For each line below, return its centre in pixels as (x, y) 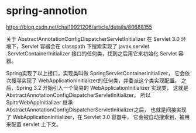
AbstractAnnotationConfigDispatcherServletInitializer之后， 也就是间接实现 (96, 110)
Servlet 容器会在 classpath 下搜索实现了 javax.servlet (85, 46)
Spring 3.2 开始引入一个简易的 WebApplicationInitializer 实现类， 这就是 (102, 87)
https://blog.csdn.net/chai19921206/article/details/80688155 (79, 27)
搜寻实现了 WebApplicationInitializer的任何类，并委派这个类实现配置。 (95, 80)
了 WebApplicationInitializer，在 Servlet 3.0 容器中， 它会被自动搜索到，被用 (98, 117)
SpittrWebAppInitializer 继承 (39, 102)
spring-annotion (47, 11)
